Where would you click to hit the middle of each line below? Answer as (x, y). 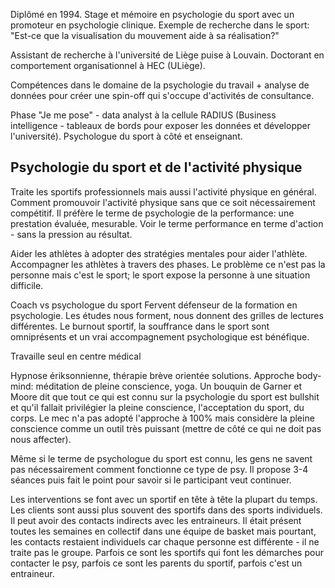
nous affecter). (41, 439)
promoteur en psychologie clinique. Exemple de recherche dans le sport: (160, 25)
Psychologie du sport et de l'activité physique (156, 167)
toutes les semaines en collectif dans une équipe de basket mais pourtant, (163, 531)
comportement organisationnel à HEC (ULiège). (108, 65)
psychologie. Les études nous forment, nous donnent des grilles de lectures (167, 315)
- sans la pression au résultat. (71, 234)
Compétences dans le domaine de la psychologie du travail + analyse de (160, 85)
